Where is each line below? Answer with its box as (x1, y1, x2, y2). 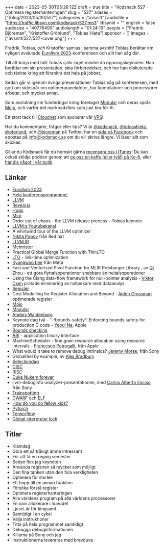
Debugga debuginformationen (12, 526, 73, 532)
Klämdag (12, 443, 30, 449)
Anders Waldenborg (12, 312, 53, 317)
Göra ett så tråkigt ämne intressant (12, 448, 82, 454)
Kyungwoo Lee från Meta (12, 260, 64, 265)
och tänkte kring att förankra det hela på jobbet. (5, 70, 102, 76)
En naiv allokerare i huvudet (12, 500, 69, 506)
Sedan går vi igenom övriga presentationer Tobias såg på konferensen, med (5, 79, 158, 85)
